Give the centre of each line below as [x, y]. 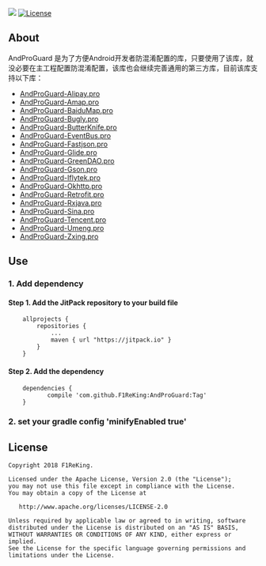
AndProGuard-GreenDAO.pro [67, 160]
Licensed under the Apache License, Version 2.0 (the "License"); [120, 479]
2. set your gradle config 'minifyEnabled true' [98, 421]
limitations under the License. [61, 556]
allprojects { [46, 319]
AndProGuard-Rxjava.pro [61, 202]
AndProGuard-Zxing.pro [59, 236]
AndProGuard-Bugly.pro [59, 119]
